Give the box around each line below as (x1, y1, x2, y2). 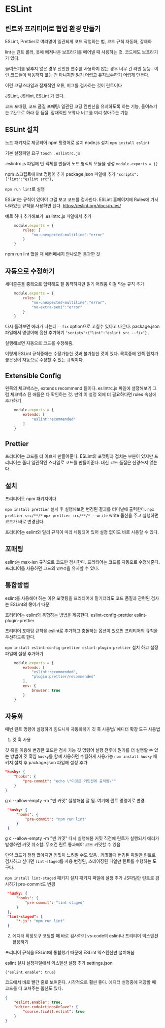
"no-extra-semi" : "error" (31, 304, 83, 310)
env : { (23, 684, 36, 688)
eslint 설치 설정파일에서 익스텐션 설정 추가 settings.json (5, 960, 113, 966)
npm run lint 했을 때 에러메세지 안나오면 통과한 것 (5, 251, 100, 257)
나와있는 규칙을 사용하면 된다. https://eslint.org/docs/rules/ (5, 202, 121, 208)
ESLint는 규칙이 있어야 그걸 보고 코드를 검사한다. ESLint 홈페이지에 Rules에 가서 (5, 196, 159, 202)
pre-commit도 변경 (18, 881, 56, 887)
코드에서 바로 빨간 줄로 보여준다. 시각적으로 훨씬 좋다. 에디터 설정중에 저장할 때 (5, 979, 156, 985)
